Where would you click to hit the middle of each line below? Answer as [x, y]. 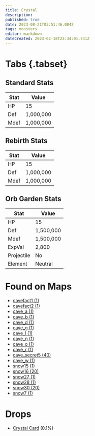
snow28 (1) [24, 382]
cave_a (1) [23, 311]
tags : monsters [21, 29]
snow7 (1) [23, 393]
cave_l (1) [23, 333]
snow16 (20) [26, 371]
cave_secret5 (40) [32, 355]
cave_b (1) [23, 317]
